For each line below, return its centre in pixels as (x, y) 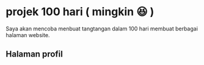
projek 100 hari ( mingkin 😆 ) (80, 12)
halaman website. (28, 35)
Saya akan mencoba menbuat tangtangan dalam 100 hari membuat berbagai (102, 29)
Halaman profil (35, 54)
